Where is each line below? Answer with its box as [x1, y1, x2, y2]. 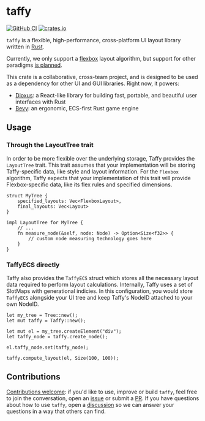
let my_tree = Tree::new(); [6, 312, 78, 318]
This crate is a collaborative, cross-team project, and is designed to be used [6, 73, 198, 80]
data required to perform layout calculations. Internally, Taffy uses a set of [6, 281, 193, 288]
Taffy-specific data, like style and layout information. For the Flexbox [6, 167, 179, 175]
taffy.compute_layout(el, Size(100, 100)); [6, 355, 119, 361]
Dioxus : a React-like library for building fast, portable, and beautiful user [15, 91, 198, 99]
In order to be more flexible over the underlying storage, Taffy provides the [6, 154, 195, 162]
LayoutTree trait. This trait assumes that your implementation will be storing [6, 161, 196, 169]
